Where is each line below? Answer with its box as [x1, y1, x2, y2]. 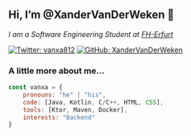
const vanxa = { [8, 84, 63, 92]
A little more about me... [8, 65, 105, 76]
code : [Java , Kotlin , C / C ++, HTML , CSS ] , [23, 98, 164, 106]
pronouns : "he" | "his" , [23, 90, 106, 99]
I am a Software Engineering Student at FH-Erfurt [8, 29, 173, 39]
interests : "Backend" [23, 113, 95, 122]
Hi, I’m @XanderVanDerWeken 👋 [8, 8, 175, 22]
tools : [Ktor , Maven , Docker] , [23, 105, 128, 113]
